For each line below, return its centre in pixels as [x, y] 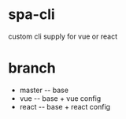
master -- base [44, 90]
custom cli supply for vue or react [63, 36]
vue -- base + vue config [60, 98]
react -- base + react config [65, 106]
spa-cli [31, 15]
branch [32, 68]
